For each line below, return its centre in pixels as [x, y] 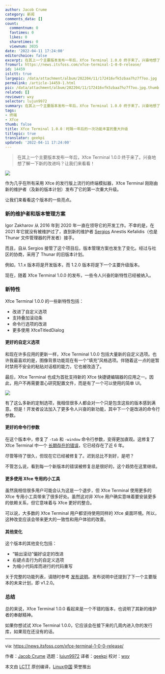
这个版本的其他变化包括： [31, 543]
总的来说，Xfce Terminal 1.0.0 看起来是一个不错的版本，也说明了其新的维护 [81, 608]
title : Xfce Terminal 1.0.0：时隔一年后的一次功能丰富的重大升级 [67, 129]
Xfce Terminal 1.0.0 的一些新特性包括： [44, 301]
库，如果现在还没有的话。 [31, 631]
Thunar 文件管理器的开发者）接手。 [41, 238]
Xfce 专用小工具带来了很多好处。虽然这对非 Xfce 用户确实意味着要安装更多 [81, 497]
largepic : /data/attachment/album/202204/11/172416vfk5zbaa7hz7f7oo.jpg [81, 78]
